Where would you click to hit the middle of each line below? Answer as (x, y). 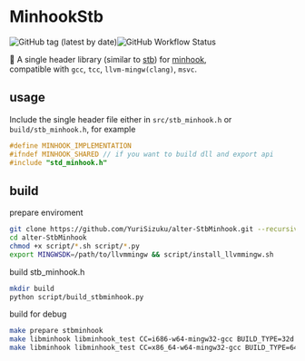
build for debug (38, 314)
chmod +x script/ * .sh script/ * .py (75, 246)
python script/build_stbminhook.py (77, 297)
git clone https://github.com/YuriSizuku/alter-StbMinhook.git (132, 229)
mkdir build (32, 288)
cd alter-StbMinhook (49, 238)
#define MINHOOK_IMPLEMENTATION (70, 146)
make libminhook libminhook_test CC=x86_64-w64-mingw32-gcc (126, 348)
